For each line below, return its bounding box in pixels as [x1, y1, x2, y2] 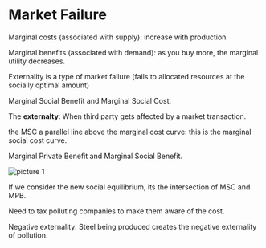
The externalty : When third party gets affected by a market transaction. [8, 111, 247, 121]
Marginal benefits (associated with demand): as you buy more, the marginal [8, 47, 259, 57]
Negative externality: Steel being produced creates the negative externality [8, 222, 257, 231]
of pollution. [8, 230, 48, 240]
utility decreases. [8, 56, 66, 66]
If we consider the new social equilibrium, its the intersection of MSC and [8, 182, 251, 192]
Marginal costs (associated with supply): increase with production [8, 32, 227, 42]
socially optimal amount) [8, 80, 90, 90]
